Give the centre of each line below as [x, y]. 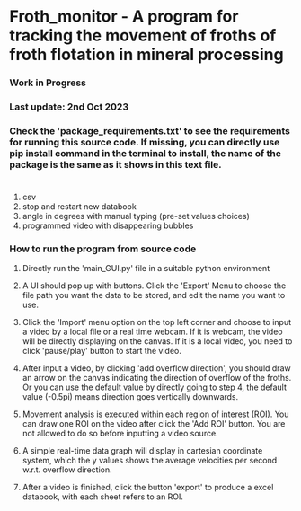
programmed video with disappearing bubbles [108, 225]
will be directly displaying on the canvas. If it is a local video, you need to [157, 341]
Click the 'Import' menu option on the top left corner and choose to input [157, 322]
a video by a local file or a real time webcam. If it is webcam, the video [152, 332]
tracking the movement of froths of [143, 35]
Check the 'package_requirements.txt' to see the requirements [150, 130]
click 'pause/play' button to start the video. [102, 351]
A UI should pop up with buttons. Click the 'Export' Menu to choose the [154, 286]
